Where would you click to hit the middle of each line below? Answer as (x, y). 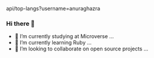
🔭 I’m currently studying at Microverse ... (64, 36)
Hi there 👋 (21, 23)
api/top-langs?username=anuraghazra (53, 8)
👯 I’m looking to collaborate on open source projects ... (81, 49)
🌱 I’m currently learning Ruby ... (53, 43)
